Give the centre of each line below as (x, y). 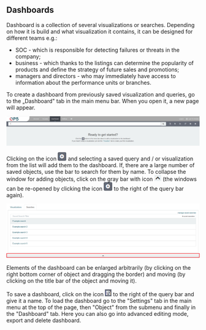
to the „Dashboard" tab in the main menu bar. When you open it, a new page (103, 101)
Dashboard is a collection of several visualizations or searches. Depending (101, 25)
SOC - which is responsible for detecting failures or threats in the (97, 50)
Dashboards (30, 10)
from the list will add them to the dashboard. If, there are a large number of (101, 165)
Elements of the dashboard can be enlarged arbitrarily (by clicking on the (99, 268)
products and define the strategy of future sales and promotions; (97, 69)
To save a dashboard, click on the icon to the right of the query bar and (100, 294)
